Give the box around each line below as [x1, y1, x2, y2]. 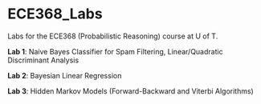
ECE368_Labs [7, 5, 103, 23]
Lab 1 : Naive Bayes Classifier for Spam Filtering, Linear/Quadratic [7, 46, 223, 56]
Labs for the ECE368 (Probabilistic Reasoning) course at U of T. [7, 31, 218, 41]
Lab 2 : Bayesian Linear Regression [7, 70, 122, 80]
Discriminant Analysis [7, 55, 80, 65]
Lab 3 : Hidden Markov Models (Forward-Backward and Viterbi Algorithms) [7, 86, 254, 96]
